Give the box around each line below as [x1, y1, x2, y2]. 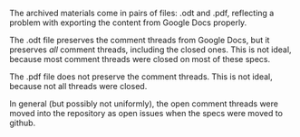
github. [9, 117, 36, 128]
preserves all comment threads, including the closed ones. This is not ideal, [9, 44, 292, 55]
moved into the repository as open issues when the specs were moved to [9, 108, 284, 118]
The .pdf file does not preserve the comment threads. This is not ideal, [9, 71, 274, 82]
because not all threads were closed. [9, 81, 148, 91]
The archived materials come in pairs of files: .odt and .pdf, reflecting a [9, 8, 275, 18]
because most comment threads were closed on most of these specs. [9, 54, 270, 64]
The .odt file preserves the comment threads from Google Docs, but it [9, 35, 270, 45]
